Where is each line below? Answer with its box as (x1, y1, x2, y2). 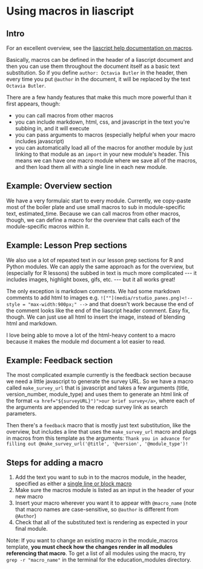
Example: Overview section (6, 181, 112, 191)
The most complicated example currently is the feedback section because (6, 371, 192, 379)
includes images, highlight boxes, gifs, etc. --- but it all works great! (6, 276, 176, 283)
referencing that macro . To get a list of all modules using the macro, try (6, 550, 186, 557)
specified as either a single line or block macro (15, 480, 132, 487)
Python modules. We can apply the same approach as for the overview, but (6, 262, 194, 270)
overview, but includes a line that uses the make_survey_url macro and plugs (6, 428, 197, 436)
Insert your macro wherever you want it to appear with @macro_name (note (15, 499, 197, 507)
